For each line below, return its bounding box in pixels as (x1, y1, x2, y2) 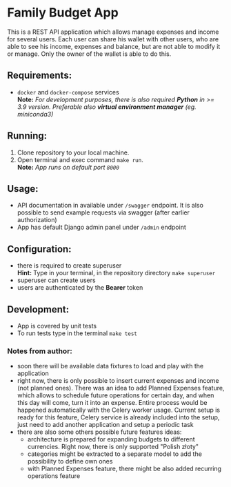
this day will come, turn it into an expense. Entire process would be (17, 399, 208, 407)
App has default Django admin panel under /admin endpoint (17, 223, 186, 232)
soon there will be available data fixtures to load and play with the (17, 362, 204, 370)
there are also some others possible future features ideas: (17, 428, 182, 436)
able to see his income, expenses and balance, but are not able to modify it (7, 42, 221, 50)
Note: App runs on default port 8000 (17, 163, 119, 171)
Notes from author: (7, 346, 72, 356)
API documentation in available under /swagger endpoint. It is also (17, 201, 203, 210)
